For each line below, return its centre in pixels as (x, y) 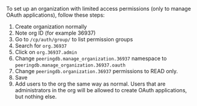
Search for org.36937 (41, 46)
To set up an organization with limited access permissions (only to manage (98, 9)
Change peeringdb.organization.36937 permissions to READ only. (96, 71)
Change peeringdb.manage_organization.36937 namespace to (91, 58)
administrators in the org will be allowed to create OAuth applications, (101, 90)
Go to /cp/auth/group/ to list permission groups (74, 39)
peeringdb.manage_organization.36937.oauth (70, 65)
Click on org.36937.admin (46, 52)
